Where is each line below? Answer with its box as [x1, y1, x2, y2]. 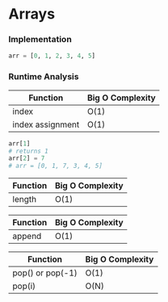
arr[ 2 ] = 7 [8, 154, 45, 162]
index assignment [12, 119, 80, 130]
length [12, 194, 37, 205]
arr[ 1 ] [8, 139, 31, 148]
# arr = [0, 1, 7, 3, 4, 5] [8, 162, 103, 170]
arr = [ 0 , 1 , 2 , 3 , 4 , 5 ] [8, 52, 95, 61]
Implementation [8, 34, 73, 45]
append [12, 231, 42, 242]
